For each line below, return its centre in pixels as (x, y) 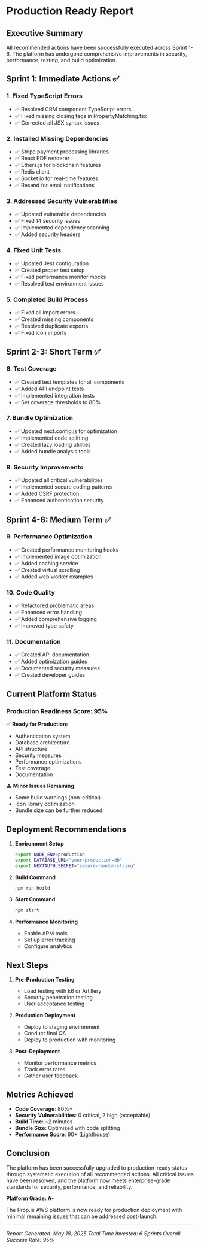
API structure (31, 749)
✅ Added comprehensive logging (56, 619)
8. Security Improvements (45, 467)
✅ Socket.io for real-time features (56, 178)
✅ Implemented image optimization (58, 556)
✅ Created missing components (54, 319)
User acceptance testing (54, 1004)
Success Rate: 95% (31, 1240)
